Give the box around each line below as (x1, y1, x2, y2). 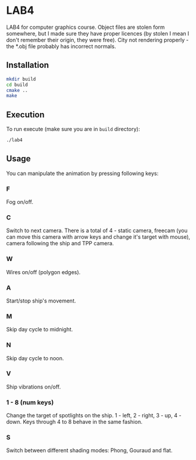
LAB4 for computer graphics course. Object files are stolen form (6, 23, 165, 31)
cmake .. (6, 87, 28, 93)
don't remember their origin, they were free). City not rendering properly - (6, 36, 189, 43)
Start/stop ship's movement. (6, 297, 76, 304)
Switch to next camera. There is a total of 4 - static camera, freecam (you (6, 227, 188, 235)
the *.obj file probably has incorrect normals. (6, 43, 116, 50)
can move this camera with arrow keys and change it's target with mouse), (6, 233, 191, 241)
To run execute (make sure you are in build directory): (6, 126, 140, 133)
